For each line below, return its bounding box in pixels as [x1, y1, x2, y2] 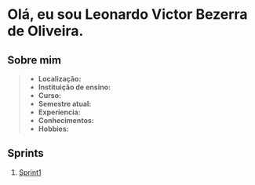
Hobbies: [38, 124, 69, 133]
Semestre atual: [38, 100, 92, 108]
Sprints [7, 147, 44, 160]
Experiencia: [38, 107, 81, 117]
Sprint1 [18, 167, 42, 177]
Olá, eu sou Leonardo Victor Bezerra [7, 5, 248, 24]
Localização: [38, 74, 82, 83]
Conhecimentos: [38, 116, 95, 125]
